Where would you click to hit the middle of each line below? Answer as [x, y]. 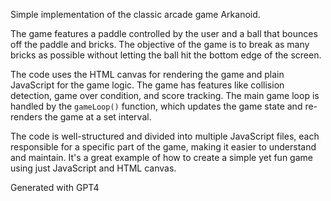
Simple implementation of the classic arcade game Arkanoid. [135, 14]
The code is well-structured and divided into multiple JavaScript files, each [165, 136]
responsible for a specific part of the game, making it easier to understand [163, 147]
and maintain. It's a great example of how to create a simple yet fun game [161, 157]
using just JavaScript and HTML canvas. [93, 168]
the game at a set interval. [98, 117]
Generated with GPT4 [55, 187]
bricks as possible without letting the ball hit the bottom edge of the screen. [166, 55]
